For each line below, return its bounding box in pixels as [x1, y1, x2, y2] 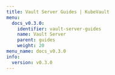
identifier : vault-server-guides [17, 25, 102, 32]
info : [6, 54, 20, 60]
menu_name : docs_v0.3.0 [6, 48, 67, 54]
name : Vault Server [17, 31, 67, 37]
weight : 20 [17, 43, 45, 49]
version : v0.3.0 [11, 59, 53, 65]
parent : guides [17, 37, 56, 43]
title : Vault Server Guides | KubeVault [6, 8, 110, 15]
